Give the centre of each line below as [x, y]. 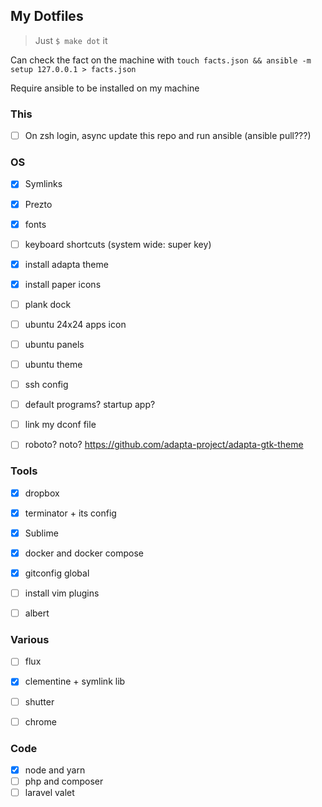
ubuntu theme [53, 365]
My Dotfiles [47, 16]
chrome [40, 721]
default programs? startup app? [90, 405]
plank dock [48, 304]
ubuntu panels [54, 344]
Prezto [38, 204]
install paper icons [63, 284]
